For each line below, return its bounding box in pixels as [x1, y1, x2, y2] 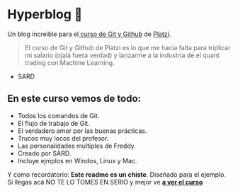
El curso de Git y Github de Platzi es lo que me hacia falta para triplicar [24, 43, 231, 52]
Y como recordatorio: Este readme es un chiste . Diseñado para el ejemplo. [7, 170, 227, 179]
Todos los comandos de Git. [17, 111, 100, 119]
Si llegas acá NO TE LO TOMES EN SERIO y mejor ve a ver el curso [7, 177, 203, 186]
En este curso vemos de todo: [7, 93, 142, 105]
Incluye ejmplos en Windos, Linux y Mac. [17, 156, 137, 165]
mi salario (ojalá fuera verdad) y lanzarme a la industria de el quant [24, 51, 220, 59]
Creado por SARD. [17, 148, 72, 158]
